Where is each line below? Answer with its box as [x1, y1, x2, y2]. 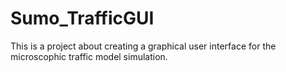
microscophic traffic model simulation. [10, 50, 168, 62]
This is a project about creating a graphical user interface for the [10, 40, 277, 52]
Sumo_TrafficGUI [10, 7, 155, 30]
